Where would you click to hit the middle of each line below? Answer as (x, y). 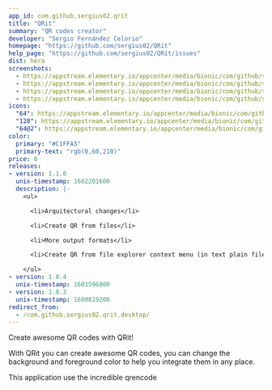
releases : (25, 167)
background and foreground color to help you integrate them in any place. (132, 362)
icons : (19, 106)
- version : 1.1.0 (38, 174)
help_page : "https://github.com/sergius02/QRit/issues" (104, 53)
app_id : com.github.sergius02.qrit (68, 16)
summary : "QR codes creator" (57, 31)
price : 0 (23, 159)
